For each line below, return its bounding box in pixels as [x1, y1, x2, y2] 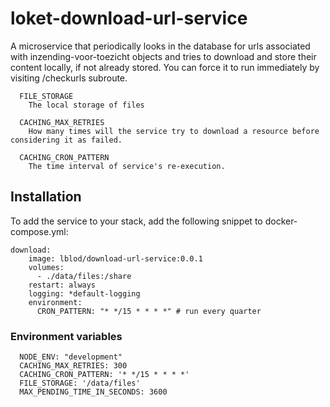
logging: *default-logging [28, 288, 141, 299]
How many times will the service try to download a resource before [28, 126, 320, 136]
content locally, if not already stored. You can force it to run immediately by [10, 61, 320, 73]
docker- [264, 215, 298, 227]
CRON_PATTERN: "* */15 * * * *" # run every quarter [36, 306, 262, 316]
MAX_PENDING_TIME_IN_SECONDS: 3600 [19, 387, 168, 397]
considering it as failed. [10, 135, 123, 145]
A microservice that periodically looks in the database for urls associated [10, 40, 311, 52]
